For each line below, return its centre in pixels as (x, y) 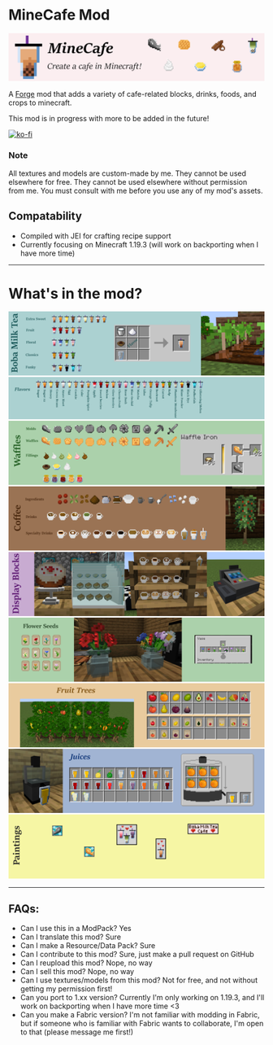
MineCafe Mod (59, 15)
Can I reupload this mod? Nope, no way (86, 963)
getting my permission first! (66, 989)
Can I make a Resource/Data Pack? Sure (88, 946)
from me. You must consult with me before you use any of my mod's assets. (136, 190)
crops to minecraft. (40, 103)
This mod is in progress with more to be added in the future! (109, 119)
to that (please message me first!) (77, 1032)
